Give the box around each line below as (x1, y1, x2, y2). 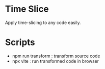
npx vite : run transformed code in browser (12, 58, 99, 64)
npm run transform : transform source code (12, 53, 101, 59)
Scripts (5, 37, 35, 48)
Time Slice (5, 3, 49, 15)
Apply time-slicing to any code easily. (5, 20, 81, 25)
